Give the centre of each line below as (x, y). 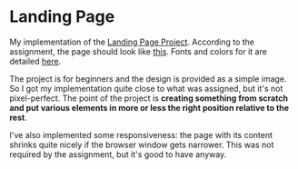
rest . (18, 117)
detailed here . (35, 61)
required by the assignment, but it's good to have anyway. (118, 154)
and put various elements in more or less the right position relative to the (149, 107)
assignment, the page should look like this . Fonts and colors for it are (139, 51)
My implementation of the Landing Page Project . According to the (132, 42)
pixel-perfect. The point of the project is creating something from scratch (149, 98)
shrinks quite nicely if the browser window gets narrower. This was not (142, 144)
